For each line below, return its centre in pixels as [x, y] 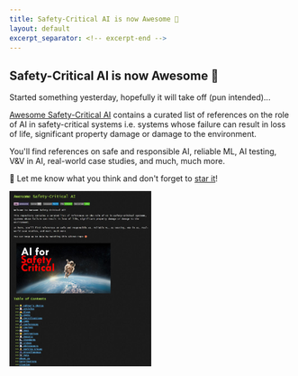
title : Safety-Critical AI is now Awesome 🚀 [94, 19]
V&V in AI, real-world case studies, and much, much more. [117, 161]
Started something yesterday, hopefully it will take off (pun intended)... [140, 97]
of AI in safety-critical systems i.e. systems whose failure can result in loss [148, 124]
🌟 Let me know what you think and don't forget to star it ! [113, 179]
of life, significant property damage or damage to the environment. [133, 134]
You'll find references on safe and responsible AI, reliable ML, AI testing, [143, 151]
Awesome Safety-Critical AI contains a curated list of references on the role [149, 115]
